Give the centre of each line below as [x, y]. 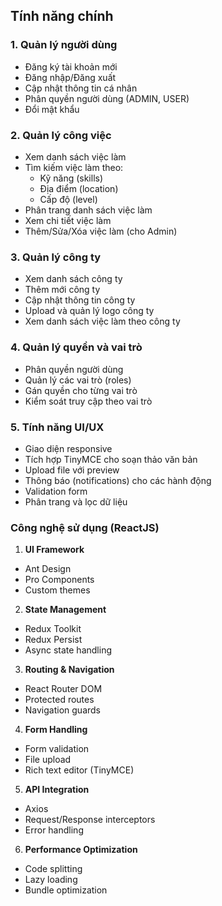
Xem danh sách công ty [73, 279]
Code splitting [53, 869]
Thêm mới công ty [62, 290]
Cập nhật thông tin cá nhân [81, 88]
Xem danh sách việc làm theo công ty [102, 321]
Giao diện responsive [68, 448]
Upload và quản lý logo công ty [89, 311]
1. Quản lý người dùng [64, 45]
